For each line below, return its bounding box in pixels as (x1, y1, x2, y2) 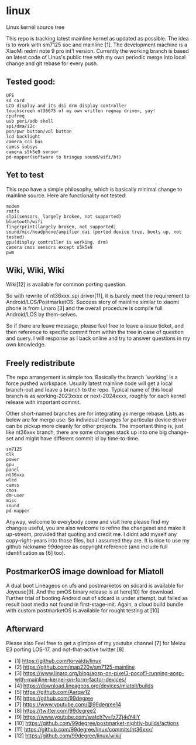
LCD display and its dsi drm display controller (6, 103, 127, 109)
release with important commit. (6, 399, 81, 406)
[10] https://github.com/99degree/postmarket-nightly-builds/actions (14, 719, 180, 726)
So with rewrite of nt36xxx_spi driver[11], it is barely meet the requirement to (6, 292, 190, 299)
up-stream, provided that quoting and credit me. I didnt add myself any (6, 531, 177, 538)
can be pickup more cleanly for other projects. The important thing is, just (6, 423, 184, 430)
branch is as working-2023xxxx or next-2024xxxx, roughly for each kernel (6, 392, 186, 400)
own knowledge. (6, 341, 46, 348)
